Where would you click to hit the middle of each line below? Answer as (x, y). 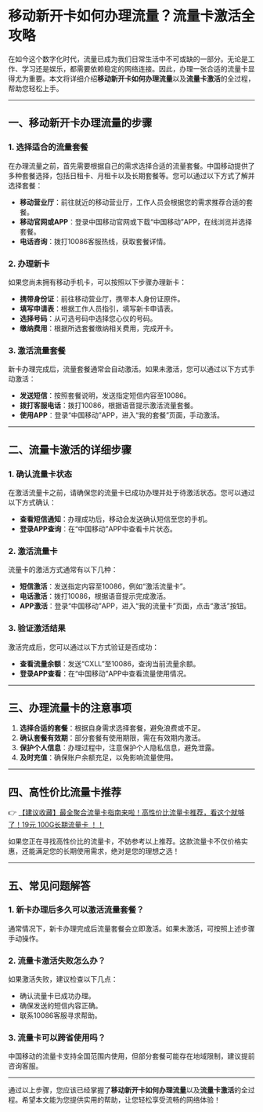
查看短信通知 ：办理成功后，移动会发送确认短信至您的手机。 (115, 519)
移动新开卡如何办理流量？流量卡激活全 (132, 16)
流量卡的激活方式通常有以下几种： (63, 570)
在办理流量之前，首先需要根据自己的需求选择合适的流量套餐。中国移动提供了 (131, 166)
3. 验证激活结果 (37, 629)
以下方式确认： (32, 502)
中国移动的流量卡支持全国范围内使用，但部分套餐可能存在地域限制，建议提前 (131, 1056)
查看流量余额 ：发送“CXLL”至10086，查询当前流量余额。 (110, 663)
